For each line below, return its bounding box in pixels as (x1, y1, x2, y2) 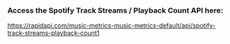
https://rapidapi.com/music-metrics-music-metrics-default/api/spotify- (7, 22, 216, 30)
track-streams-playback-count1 (7, 29, 100, 37)
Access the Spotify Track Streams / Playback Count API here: (7, 6, 224, 15)
